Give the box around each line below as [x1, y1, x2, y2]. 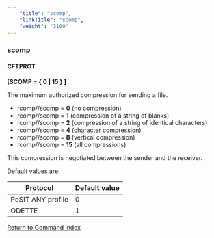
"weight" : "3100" [19, 23, 69, 29]
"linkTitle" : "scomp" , [19, 16, 84, 23]
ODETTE [10, 206, 38, 215]
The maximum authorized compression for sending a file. [7, 90, 168, 99]
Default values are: [7, 167, 60, 175]
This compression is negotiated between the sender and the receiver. [7, 153, 203, 161]
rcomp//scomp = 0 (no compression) [16, 104, 122, 112]
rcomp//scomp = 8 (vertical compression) [16, 133, 135, 141]
